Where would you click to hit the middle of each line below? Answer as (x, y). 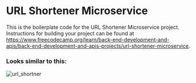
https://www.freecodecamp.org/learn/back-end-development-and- (88, 39)
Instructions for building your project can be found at (70, 33)
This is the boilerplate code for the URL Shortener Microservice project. (93, 27)
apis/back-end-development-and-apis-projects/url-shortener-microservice (97, 46)
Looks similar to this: (36, 61)
